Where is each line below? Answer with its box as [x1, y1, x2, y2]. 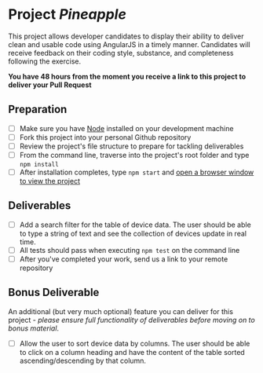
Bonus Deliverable [8, 286, 100, 299]
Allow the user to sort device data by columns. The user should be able [19, 338, 250, 348]
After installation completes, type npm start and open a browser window [19, 167, 254, 177]
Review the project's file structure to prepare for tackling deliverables [19, 141, 244, 151]
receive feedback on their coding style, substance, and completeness [8, 48, 234, 57]
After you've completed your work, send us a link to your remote [19, 254, 228, 264]
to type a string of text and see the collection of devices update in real [19, 229, 247, 238]
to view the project [19, 177, 81, 186]
